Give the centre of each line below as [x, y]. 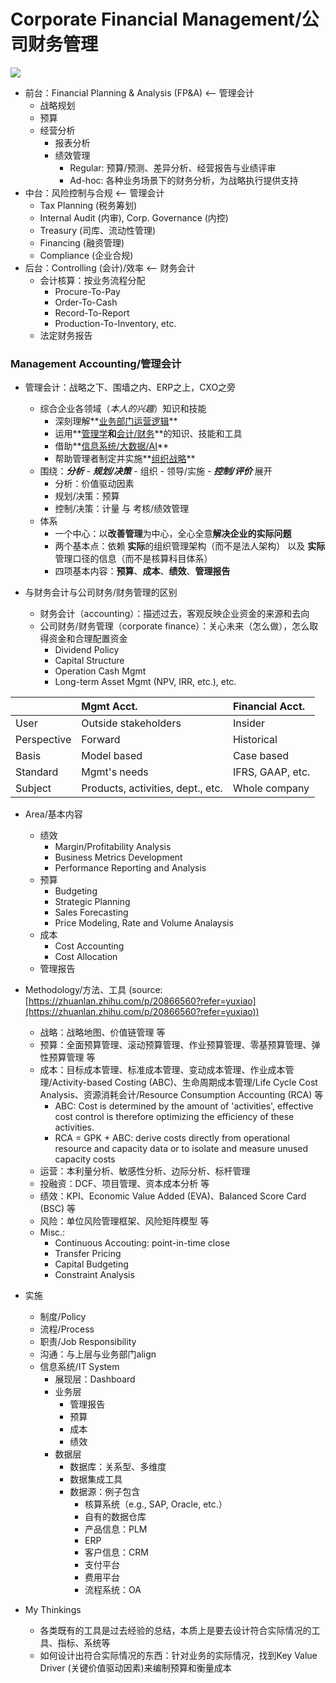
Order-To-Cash [86, 302]
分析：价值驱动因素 [94, 484]
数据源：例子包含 [105, 1492]
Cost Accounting [89, 946]
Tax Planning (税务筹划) [88, 205]
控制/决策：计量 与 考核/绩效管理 [122, 509]
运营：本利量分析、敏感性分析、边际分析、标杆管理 [145, 1171]
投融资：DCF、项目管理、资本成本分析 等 [124, 1184]
